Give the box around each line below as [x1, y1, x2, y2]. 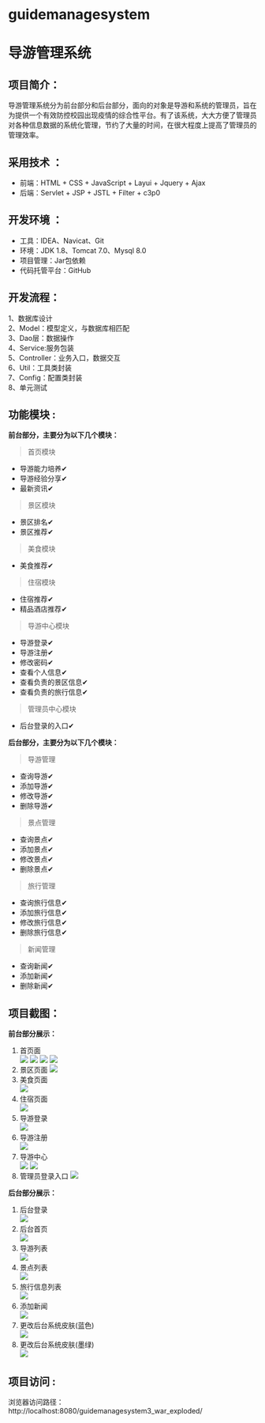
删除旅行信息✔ [19, 928, 68, 937]
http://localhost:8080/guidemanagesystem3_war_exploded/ [8, 1406, 203, 1416]
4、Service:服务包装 [8, 343, 75, 353]
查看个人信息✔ [19, 668, 68, 677]
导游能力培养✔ [19, 464, 68, 474]
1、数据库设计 [8, 313, 53, 323]
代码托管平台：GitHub [19, 265, 91, 274]
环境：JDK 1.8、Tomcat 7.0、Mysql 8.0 [19, 245, 147, 255]
